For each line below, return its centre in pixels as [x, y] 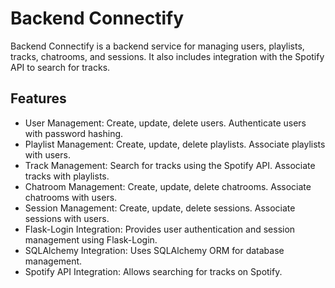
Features [38, 98]
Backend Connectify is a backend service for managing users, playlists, [157, 46]
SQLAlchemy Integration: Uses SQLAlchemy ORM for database [154, 250]
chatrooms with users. [71, 197]
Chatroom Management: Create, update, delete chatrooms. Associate [168, 186]
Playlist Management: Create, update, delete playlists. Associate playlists [175, 144]
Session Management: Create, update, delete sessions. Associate [160, 208]
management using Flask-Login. [91, 239]
